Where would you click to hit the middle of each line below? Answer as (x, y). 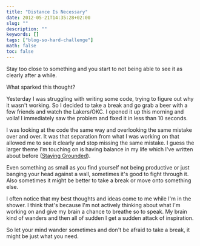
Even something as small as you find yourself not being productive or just (98, 167)
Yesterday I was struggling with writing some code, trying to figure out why (100, 98)
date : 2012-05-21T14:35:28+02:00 (48, 18)
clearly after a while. (32, 75)
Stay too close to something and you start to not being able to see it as (95, 69)
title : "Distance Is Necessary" (47, 12)
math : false (21, 46)
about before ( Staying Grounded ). (48, 155)
